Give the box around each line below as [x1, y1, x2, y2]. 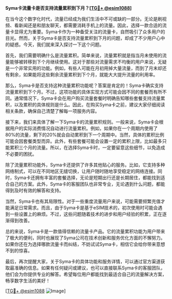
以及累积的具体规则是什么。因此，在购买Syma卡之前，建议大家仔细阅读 [14, 102, 165, 108]
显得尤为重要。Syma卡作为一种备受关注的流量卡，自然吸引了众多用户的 [14, 29, 165, 35]
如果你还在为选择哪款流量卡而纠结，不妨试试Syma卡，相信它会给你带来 [5, 241, 156, 247]
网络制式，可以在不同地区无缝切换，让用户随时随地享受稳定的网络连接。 [5, 168, 158, 174]
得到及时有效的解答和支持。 [5, 187, 64, 194]
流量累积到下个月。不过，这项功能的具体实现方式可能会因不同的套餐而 [5, 89, 154, 95]
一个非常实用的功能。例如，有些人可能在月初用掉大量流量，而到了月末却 [9, 65, 162, 71]
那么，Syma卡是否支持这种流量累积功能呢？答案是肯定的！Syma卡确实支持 [5, 82, 164, 89]
